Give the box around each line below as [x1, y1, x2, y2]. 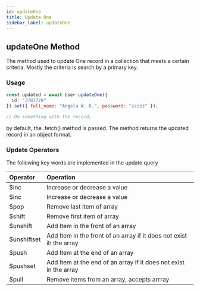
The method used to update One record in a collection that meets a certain [6, 58, 189, 65]
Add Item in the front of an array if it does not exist [46, 232, 187, 240]
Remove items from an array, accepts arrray [46, 276, 170, 284]
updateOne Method [6, 42, 80, 52]
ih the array [46, 239, 79, 247]
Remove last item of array [46, 203, 118, 211]
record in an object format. [6, 131, 72, 138]
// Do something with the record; [6, 114, 92, 120]
